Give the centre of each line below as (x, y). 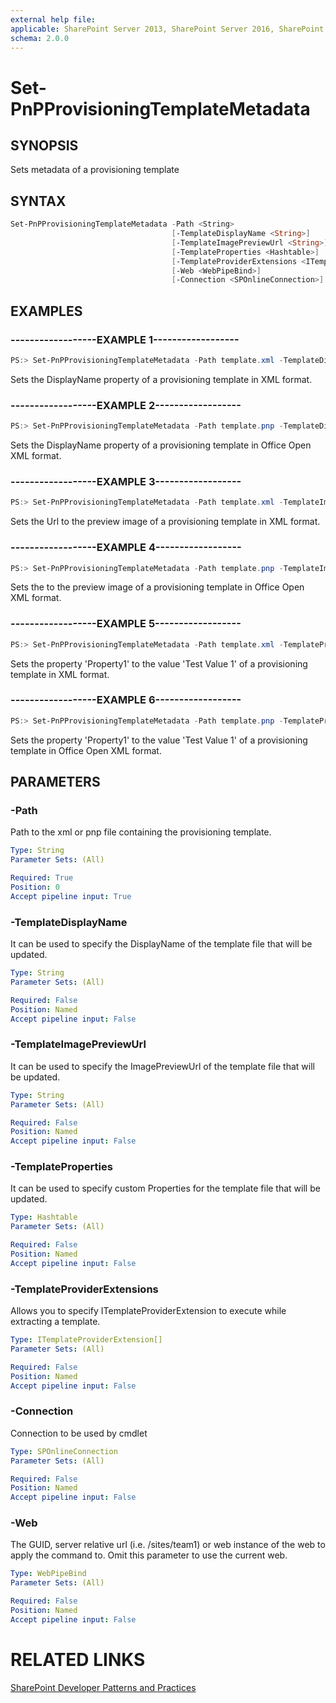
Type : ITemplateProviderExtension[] (86, 1340)
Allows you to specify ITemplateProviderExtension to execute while (148, 1311)
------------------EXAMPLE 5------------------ (126, 624)
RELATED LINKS (78, 1660)
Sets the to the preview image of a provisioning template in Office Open (157, 587)
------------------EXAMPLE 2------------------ (126, 405)
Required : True (42, 878)
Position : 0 (35, 887)
